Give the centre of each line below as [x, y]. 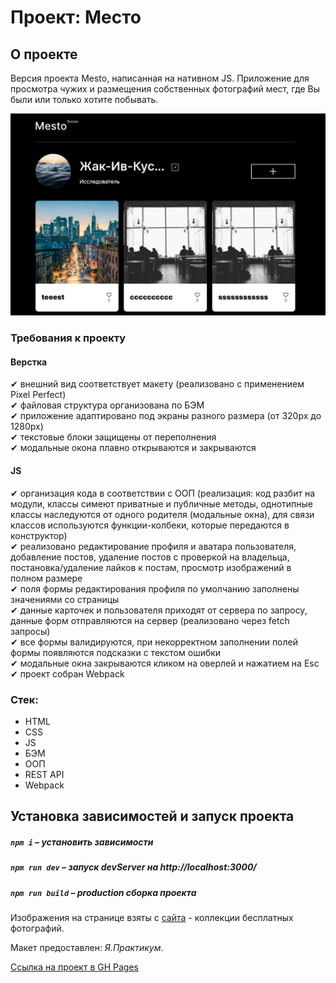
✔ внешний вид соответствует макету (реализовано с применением [157, 384]
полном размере [46, 578]
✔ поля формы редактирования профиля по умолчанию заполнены [155, 588]
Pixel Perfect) [38, 395]
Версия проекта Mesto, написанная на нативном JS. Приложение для [160, 78]
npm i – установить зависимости [82, 842]
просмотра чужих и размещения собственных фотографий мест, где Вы [165, 89]
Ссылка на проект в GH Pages [74, 967]
